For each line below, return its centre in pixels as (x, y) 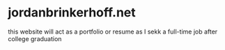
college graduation (35, 38)
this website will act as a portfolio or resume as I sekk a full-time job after (113, 32)
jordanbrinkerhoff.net (72, 13)
